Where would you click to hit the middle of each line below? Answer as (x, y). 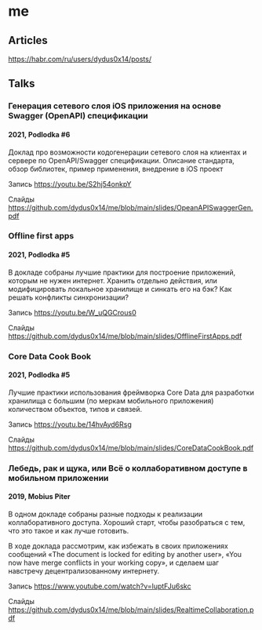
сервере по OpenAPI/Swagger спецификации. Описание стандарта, (122, 160)
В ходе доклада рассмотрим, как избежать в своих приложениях (118, 546)
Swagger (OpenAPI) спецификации (78, 116)
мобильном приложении (58, 478)
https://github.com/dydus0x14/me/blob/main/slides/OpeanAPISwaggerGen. (131, 207)
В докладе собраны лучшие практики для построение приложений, (122, 272)
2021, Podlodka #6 (39, 134)
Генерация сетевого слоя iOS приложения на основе (115, 106)
